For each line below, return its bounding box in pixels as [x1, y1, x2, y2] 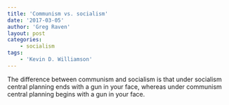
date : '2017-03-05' [7, 17, 65, 24]
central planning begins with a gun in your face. [7, 90, 145, 98]
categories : [7, 36, 42, 43]
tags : [7, 50, 23, 57]
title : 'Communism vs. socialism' [7, 10, 109, 17]
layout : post [7, 29, 46, 37]
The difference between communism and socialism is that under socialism [7, 75, 223, 83]
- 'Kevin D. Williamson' [20, 56, 93, 63]
